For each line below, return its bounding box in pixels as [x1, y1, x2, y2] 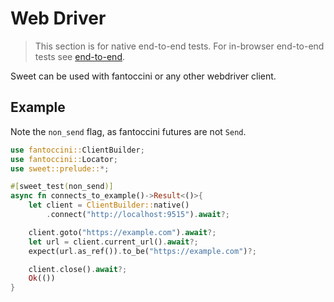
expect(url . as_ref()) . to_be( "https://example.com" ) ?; [28, 246, 257, 256]
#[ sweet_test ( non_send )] [10, 182, 114, 192]
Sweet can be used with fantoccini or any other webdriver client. [10, 70, 277, 82]
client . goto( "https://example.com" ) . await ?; [28, 227, 217, 237]
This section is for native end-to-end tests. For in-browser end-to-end [34, 40, 325, 52]
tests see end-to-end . [34, 50, 125, 62]
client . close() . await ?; [28, 264, 128, 274]
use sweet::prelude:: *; [10, 163, 110, 174]
